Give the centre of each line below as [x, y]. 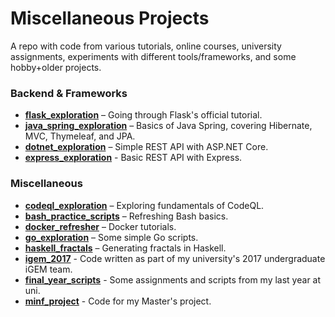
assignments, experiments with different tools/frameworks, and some [153, 56]
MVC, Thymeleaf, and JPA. [80, 136]
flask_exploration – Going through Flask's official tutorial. [143, 115]
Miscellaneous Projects [110, 18]
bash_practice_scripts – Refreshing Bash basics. [126, 216]
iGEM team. [48, 269]
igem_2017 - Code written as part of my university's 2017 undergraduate [175, 258]
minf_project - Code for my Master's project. [118, 301]
